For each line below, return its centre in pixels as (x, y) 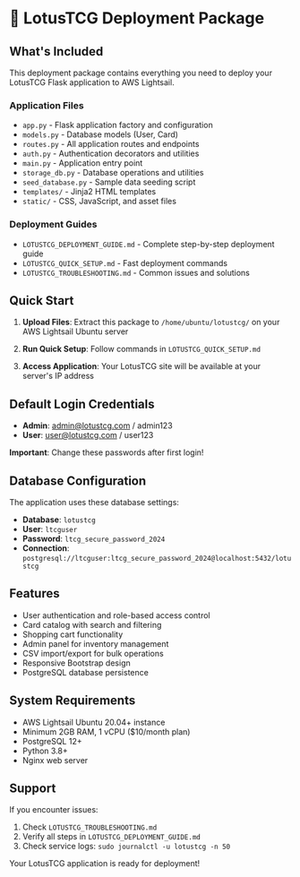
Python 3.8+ (45, 751)
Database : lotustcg (59, 520)
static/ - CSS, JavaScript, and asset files (99, 202)
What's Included (56, 52)
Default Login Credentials (82, 404)
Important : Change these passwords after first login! (107, 452)
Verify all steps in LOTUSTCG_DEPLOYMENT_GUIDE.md (111, 837)
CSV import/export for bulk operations (93, 653)
